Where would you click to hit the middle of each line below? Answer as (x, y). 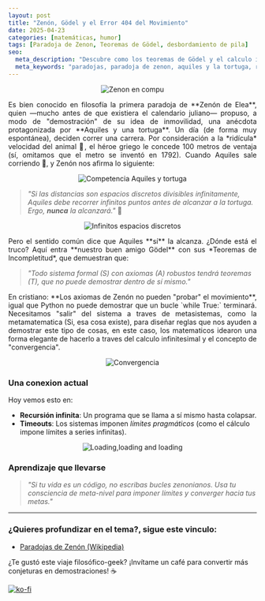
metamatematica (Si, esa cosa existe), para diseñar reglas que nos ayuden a (132, 322)
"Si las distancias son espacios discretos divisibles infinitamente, (134, 193)
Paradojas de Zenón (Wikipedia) (72, 547)
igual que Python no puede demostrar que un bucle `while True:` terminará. (132, 305)
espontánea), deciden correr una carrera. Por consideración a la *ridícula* (132, 138)
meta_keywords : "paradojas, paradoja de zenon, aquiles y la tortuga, (134, 67)
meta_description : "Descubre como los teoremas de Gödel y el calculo (134, 60)
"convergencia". (34, 347)
